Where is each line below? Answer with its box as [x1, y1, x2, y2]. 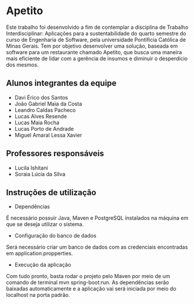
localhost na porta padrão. [6, 292, 71, 299]
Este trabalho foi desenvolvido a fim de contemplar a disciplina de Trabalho [6, 24, 189, 31]
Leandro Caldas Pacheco [14, 106, 76, 113]
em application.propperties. [6, 250, 73, 257]
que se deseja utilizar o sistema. [6, 221, 84, 228]
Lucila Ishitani [14, 164, 48, 171]
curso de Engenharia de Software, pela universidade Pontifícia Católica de [6, 36, 186, 43]
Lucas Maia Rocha [14, 119, 60, 126]
